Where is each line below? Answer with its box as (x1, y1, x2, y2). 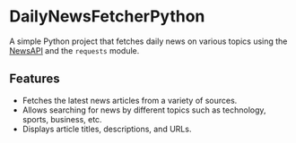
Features (9, 71, 60, 87)
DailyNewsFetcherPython (9, 6, 205, 27)
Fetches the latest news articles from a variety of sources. (22, 95, 238, 105)
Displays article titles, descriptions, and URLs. (22, 123, 192, 134)
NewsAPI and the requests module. (9, 45, 140, 55)
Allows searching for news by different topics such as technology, (22, 105, 266, 115)
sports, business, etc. (22, 114, 102, 124)
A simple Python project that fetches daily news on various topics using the (9, 36, 288, 46)
